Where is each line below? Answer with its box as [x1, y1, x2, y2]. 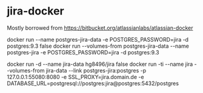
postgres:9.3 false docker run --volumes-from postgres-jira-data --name [7, 42, 190, 50]
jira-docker [7, 4, 64, 18]
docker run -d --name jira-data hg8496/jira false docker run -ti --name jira [7, 60, 193, 68]
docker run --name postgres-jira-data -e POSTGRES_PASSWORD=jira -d [7, 36, 189, 43]
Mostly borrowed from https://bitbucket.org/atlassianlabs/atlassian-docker [7, 24, 193, 31]
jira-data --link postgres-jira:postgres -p [45, 66, 147, 74]
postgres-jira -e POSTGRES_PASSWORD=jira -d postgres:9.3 [7, 48, 159, 56]
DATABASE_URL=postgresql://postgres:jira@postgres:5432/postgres [7, 80, 179, 87]
